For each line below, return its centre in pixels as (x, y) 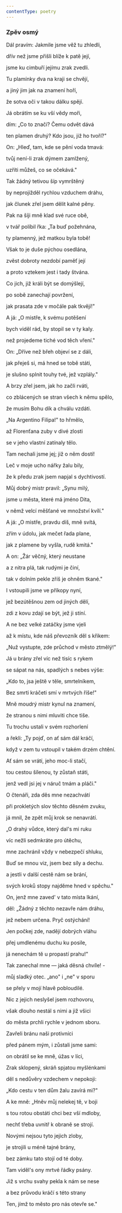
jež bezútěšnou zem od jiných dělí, (48, 601)
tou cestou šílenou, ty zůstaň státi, (48, 772)
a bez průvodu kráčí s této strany (46, 1192)
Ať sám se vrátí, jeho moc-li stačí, (46, 761)
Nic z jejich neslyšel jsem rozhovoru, (50, 999)
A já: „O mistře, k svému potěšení (46, 317)
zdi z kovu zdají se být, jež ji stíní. (46, 613)
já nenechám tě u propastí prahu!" (47, 954)
